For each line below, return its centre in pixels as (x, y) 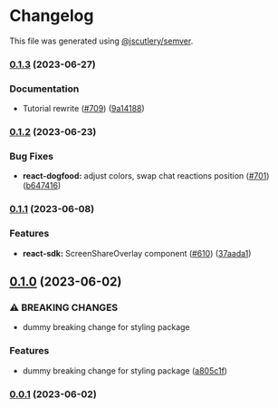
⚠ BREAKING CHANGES (64, 307)
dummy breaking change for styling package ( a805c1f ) (125, 370)
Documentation (44, 89)
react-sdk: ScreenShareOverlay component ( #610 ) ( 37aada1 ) (137, 253)
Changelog (52, 16)
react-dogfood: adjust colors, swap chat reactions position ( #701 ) (146, 176)
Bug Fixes (32, 156)
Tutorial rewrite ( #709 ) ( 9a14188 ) (83, 109)
